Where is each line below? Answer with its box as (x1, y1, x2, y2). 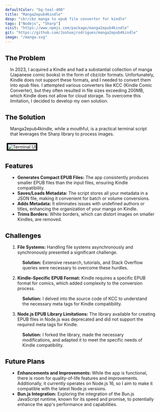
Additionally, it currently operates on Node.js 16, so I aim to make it (17, 380, 153, 386)
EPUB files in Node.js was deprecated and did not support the (17, 316, 143, 322)
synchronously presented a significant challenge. (17, 249, 118, 255)
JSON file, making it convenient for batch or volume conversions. (17, 195, 150, 201)
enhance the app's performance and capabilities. (17, 401, 118, 407)
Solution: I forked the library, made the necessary (22, 332, 124, 337)
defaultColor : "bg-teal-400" (5, 7, 65, 12)
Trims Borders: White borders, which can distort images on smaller (17, 211, 155, 217)
